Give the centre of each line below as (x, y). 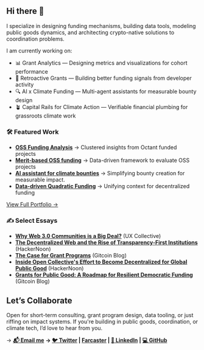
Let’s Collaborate (39, 300)
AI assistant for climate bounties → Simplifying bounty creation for (100, 173)
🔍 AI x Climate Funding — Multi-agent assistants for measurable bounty (106, 91)
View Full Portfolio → (32, 205)
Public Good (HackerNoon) (49, 268)
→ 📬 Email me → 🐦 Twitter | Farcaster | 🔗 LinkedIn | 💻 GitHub (87, 340)
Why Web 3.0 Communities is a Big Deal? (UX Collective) (88, 236)
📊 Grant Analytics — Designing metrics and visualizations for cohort (101, 63)
